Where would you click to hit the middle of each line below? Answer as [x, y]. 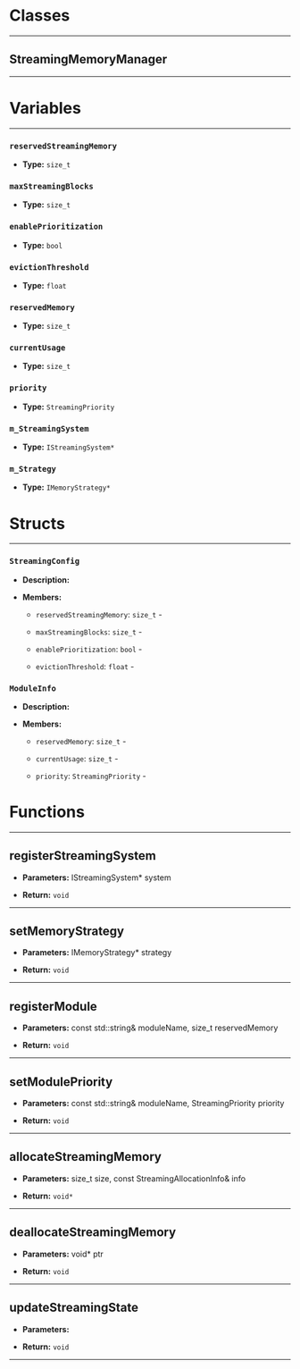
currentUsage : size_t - [77, 758]
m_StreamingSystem [49, 428]
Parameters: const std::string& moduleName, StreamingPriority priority [153, 1104]
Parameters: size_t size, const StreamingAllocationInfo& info [134, 1178]
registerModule [54, 1006]
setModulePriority [61, 1082]
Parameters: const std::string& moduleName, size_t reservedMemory [150, 1028]
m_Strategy [33, 469]
